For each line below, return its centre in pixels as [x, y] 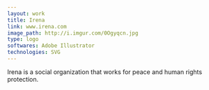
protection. [23, 79]
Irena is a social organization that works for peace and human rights [105, 72]
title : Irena [26, 20]
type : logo [23, 39]
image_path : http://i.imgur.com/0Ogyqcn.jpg [73, 33]
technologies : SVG [34, 53]
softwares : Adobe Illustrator [51, 46]
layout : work [26, 13]
